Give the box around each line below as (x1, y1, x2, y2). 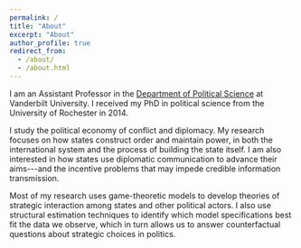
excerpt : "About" (9, 30, 75, 39)
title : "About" (9, 22, 67, 31)
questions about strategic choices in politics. (9, 228, 176, 239)
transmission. (9, 172, 60, 183)
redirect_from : (9, 47, 67, 56)
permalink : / (9, 13, 59, 23)
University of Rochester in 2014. (9, 107, 129, 118)
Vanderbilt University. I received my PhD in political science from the (9, 97, 265, 108)
